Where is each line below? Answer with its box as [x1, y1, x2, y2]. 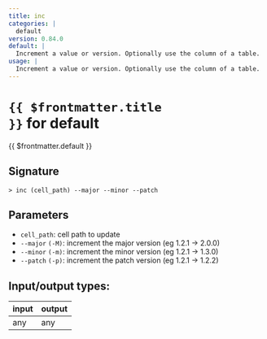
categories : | [8, 20, 57, 28]
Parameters [8, 208, 69, 222]
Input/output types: [8, 279, 111, 293]
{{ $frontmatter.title [8, 99, 162, 115]
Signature [8, 164, 59, 179]
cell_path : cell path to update [20, 229, 120, 240]
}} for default [8, 114, 99, 133]
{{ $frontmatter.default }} [8, 141, 92, 150]
